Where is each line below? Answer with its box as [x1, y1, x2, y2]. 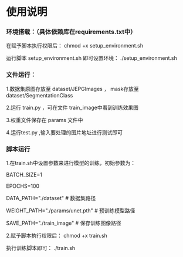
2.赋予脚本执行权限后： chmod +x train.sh [6, 232, 107, 239]
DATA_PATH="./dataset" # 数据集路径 [6, 195, 96, 202]
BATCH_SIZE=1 [6, 171, 43, 178]
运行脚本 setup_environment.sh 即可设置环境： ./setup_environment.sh [6, 55, 177, 62]
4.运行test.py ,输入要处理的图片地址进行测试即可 [6, 128, 123, 136]
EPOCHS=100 [6, 182, 40, 190]
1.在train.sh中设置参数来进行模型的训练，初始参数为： [6, 160, 136, 167]
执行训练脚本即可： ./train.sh [6, 245, 76, 252]
